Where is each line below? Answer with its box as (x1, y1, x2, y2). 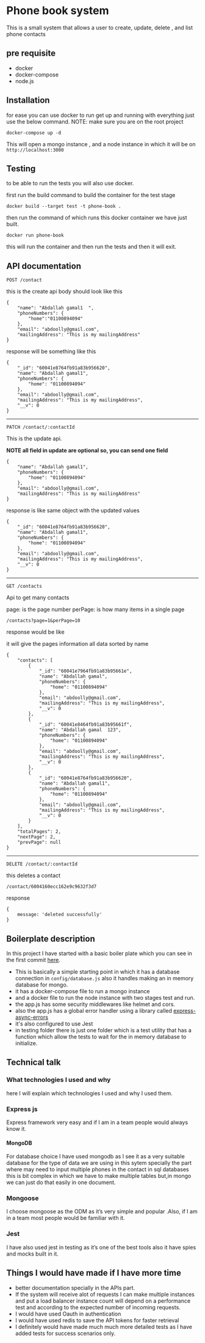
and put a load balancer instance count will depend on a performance (15, 1297, 191, 1304)
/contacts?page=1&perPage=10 (6, 618, 81, 624)
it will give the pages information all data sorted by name (6, 640, 149, 648)
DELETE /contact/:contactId (6, 861, 78, 867)
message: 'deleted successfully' (17, 912, 103, 918)
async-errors (15, 1013, 49, 1021)
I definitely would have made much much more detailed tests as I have (15, 1323, 192, 1330)
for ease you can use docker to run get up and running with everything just (6, 111, 195, 119)
